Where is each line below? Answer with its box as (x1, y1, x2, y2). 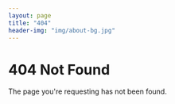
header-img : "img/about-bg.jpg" (8, 26, 115, 34)
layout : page (8, 11, 52, 20)
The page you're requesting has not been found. (8, 87, 167, 96)
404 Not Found (8, 60, 111, 79)
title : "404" (8, 19, 52, 27)
